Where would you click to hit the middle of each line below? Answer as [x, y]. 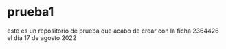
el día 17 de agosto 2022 [42, 37]
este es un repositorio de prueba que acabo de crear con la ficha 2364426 [113, 31]
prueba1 [31, 12]
